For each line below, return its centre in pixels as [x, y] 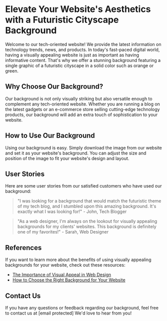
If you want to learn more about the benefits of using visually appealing [78, 260]
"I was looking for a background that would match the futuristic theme [89, 201]
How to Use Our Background [50, 136]
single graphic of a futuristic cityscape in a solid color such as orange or [79, 65]
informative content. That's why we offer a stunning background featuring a [83, 60]
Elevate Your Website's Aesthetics [78, 9]
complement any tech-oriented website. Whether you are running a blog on [83, 104]
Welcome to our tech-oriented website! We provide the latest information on [83, 44]
